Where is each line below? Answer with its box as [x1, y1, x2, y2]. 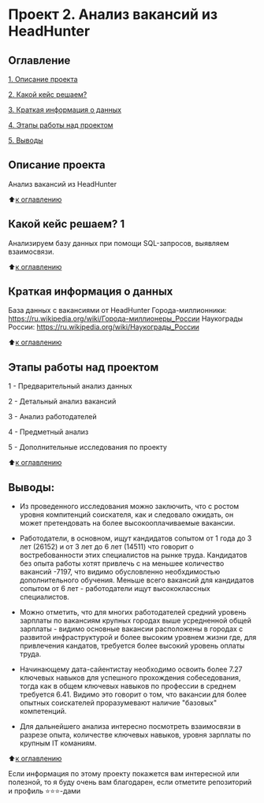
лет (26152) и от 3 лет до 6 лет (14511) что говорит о [19, 542, 195, 552]
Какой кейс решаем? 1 [8, 217, 125, 231]
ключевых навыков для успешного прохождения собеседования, [19, 673, 241, 682]
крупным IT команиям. [19, 738, 97, 748]
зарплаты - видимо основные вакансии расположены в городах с [19, 624, 244, 634]
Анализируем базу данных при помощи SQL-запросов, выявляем [8, 238, 230, 247]
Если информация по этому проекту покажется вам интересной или [8, 769, 240, 779]
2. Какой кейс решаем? [8, 90, 87, 99]
